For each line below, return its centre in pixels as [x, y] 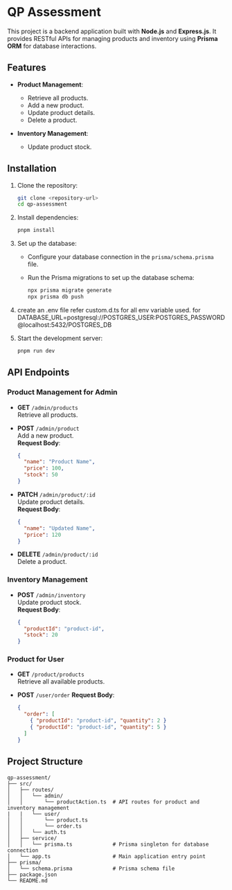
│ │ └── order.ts [44, 826]
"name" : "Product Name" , [60, 462]
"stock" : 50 [41, 475]
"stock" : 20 [41, 635]
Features [27, 68]
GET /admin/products [47, 407]
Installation [32, 169]
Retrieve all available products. [61, 682]
